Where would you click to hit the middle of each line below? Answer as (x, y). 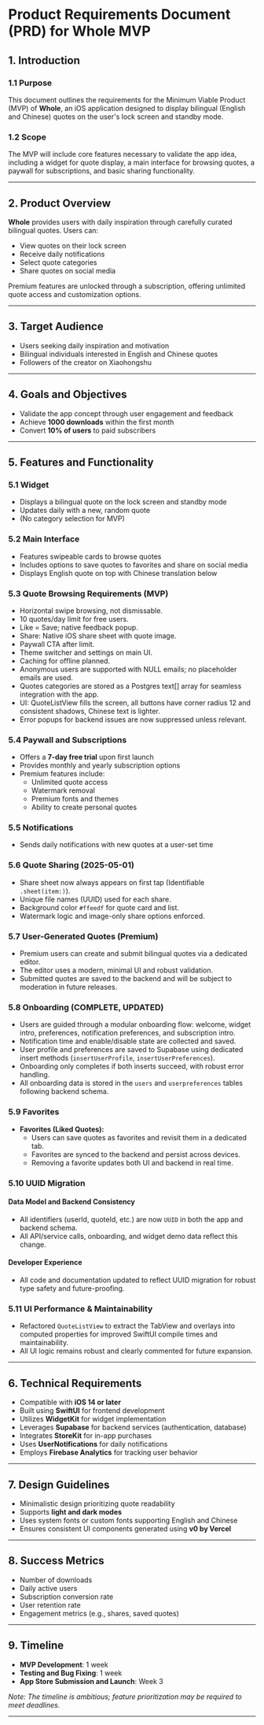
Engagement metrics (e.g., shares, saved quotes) (99, 1613)
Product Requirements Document (119, 15)
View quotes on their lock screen (73, 245)
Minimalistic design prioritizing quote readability (97, 1504)
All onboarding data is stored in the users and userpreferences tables (131, 1083)
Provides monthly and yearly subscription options (100, 765)
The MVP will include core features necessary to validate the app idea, (123, 154)
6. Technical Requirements (75, 1383)
